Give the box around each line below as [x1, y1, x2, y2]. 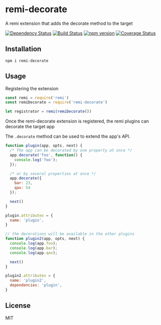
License [5, 301, 31, 310]
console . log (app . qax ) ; [10, 250, 58, 255]
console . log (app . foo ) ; [10, 241, 58, 246]
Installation [5, 45, 42, 54]
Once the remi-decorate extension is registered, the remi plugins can [5, 118, 149, 125]
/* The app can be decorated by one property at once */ [10, 148, 133, 153]
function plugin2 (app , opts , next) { [5, 236, 85, 241]
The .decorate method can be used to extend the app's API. [5, 133, 131, 140]
